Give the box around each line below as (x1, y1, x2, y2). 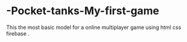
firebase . (6, 30, 30, 37)
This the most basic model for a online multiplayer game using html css (6, 24, 182, 31)
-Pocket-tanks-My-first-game (6, 4, 160, 18)
